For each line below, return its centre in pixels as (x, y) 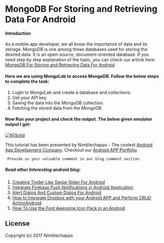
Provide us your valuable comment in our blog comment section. (74, 159)
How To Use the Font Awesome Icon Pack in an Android (68, 208)
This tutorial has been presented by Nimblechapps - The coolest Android (79, 145)
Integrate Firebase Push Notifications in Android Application (73, 187)
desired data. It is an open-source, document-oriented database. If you (77, 54)
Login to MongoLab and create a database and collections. (72, 92)
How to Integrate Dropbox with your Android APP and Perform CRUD (82, 197)
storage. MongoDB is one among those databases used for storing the (76, 49)
